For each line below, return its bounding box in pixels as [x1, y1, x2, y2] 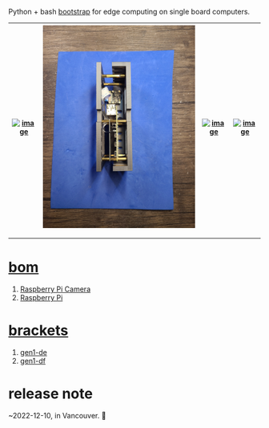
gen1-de [19, 348, 48, 357]
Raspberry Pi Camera [19, 284, 90, 294]
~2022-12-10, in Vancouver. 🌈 [8, 411, 106, 421]
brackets [8, 321, 69, 340]
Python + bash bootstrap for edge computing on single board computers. [8, 7, 251, 16]
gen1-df [19, 357, 46, 366]
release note [8, 385, 94, 402]
